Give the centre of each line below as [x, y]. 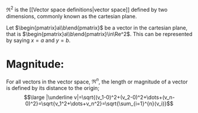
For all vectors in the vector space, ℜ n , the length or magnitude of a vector [97, 81]
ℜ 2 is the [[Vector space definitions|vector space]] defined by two [87, 9]
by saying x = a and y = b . [38, 40]
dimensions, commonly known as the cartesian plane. [72, 16]
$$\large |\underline [48, 98]
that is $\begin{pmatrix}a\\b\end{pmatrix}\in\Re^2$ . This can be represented [99, 34]
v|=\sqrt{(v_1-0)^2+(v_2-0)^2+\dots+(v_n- [124, 98]
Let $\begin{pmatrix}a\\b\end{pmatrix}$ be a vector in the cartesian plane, [97, 28]
